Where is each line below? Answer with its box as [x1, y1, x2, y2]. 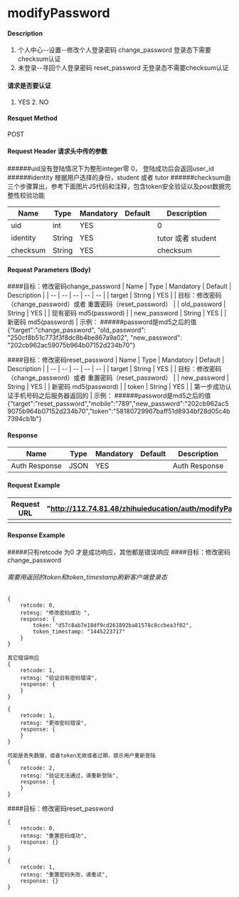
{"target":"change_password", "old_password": [7, 326, 146, 335]
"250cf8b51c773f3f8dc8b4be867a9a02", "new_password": [7, 333, 183, 342]
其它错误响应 [7, 654, 40, 662]
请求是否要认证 [7, 81, 51, 90]
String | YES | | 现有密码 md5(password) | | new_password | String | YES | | [7, 309, 227, 318]
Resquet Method [7, 114, 58, 123]
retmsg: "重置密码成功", [20, 833, 87, 840]
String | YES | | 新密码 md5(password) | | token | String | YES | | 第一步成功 [7, 382, 225, 391]
